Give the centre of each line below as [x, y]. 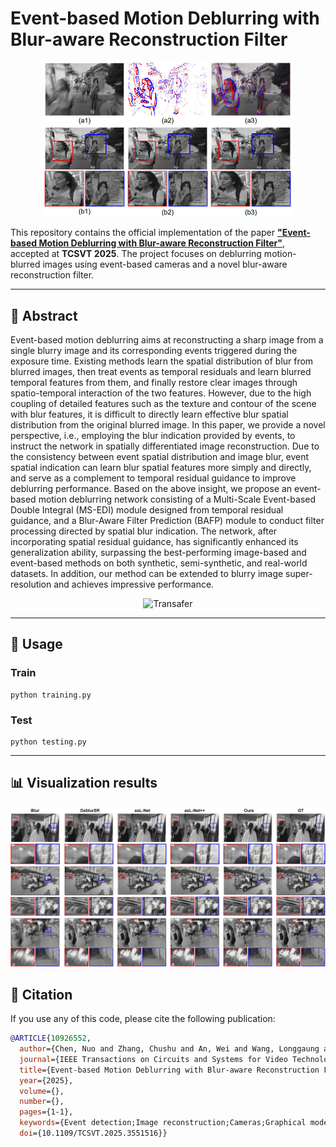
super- [299, 574]
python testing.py [48, 742]
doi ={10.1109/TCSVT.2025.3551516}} [93, 1133]
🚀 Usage [36, 644]
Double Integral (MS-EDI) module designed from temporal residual [147, 510]
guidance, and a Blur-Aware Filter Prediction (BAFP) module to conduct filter [167, 521]
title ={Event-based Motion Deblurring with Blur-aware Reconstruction [169, 1070]
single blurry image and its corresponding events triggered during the [154, 351]
